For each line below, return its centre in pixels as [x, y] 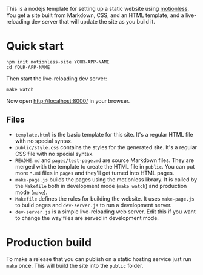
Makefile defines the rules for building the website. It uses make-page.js [105, 198]
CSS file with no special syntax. [54, 154]
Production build [49, 242]
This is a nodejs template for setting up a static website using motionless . [98, 9]
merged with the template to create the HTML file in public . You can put [105, 166]
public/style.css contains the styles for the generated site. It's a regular [106, 147]
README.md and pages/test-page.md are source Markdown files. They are [105, 160]
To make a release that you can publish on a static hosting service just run [99, 259]
